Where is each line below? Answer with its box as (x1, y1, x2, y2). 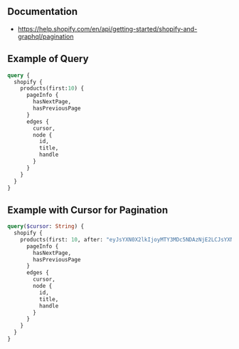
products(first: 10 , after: (20, 236, 103, 243)
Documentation (7, 6, 78, 18)
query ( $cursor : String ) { (7, 223, 84, 230)
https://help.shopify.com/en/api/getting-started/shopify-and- (17, 24, 198, 33)
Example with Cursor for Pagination (7, 204, 169, 216)
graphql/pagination (17, 32, 74, 41)
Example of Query (7, 53, 89, 65)
